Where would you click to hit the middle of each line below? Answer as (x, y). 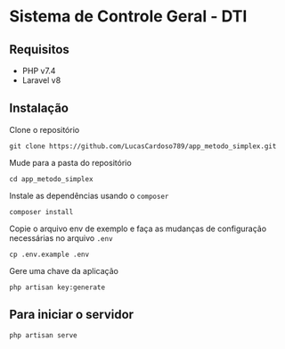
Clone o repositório (45, 129)
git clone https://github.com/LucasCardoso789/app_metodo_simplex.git (143, 146)
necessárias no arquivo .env (61, 237)
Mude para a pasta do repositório (70, 162)
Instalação (39, 108)
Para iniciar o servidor (72, 315)
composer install (41, 212)
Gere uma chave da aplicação (64, 270)
